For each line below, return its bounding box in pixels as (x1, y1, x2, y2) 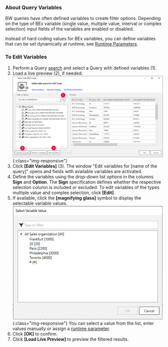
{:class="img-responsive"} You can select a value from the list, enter (12, 320, 154, 326)
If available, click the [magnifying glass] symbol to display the (12, 195, 141, 201)
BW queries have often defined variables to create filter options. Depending (5, 15, 161, 21)
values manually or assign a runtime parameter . (12, 325, 110, 331)
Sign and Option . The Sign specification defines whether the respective (12, 179, 161, 185)
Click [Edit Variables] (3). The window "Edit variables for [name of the (12, 163, 157, 169)
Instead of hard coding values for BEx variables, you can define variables (5, 35, 156, 41)
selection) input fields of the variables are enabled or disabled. (5, 26, 134, 32)
